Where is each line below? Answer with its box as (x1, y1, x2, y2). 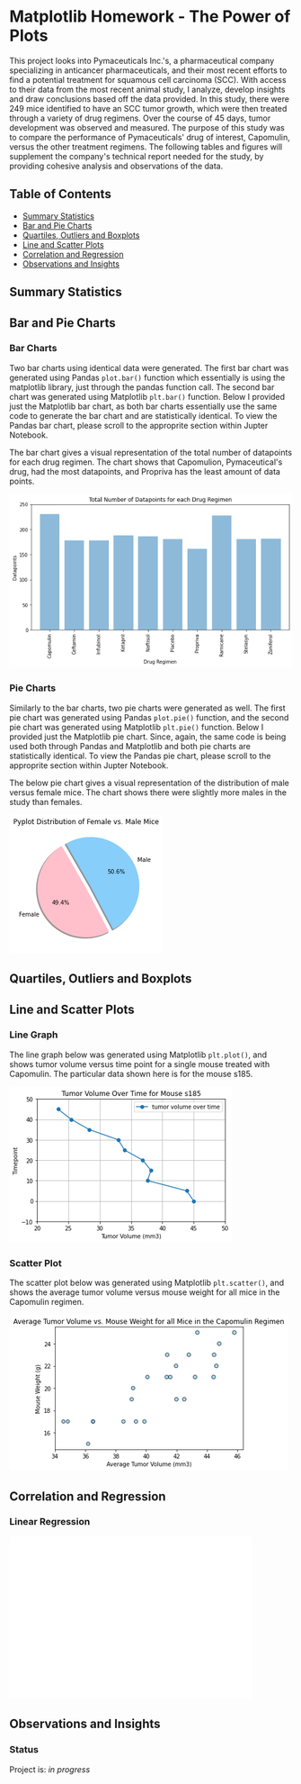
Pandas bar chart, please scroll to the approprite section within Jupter (9, 420, 269, 430)
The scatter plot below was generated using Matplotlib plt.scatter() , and (9, 1277, 285, 1289)
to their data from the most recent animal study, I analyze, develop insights (9, 84, 286, 95)
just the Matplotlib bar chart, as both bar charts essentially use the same (9, 401, 278, 412)
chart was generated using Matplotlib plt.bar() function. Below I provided (9, 391, 286, 402)
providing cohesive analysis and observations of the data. (9, 160, 224, 171)
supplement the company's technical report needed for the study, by (9, 150, 264, 161)
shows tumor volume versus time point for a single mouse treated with (9, 1058, 270, 1069)
